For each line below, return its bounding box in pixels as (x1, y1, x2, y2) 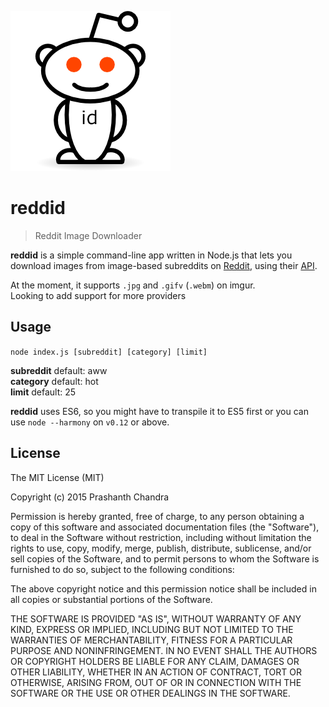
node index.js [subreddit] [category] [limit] (10, 347, 208, 357)
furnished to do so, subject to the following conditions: (10, 563, 235, 575)
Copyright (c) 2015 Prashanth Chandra (10, 491, 170, 503)
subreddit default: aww (10, 364, 108, 376)
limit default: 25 (10, 386, 77, 398)
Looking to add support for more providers (10, 289, 187, 301)
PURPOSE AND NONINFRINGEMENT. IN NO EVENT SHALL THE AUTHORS (10, 644, 318, 656)
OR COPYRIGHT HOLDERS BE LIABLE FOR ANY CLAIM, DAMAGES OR (10, 655, 300, 667)
